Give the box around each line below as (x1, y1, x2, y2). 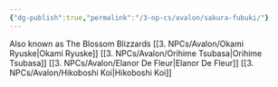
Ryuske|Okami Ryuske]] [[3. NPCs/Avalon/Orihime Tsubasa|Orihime (9, 47, 263, 59)
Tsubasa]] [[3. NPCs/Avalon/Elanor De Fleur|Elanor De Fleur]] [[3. (9, 57, 254, 68)
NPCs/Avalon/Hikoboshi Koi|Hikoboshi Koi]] (9, 67, 172, 78)
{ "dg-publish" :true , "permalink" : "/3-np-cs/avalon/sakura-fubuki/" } (9, 13, 270, 23)
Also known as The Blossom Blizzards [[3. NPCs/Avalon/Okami (9, 38, 244, 49)
